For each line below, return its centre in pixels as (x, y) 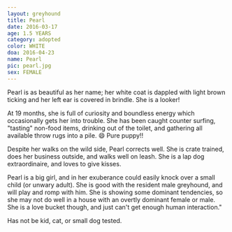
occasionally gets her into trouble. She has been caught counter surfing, (111, 120)
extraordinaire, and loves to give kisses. (64, 164)
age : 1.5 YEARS (29, 33)
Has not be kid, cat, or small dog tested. (65, 220)
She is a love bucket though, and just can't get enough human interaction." (115, 207)
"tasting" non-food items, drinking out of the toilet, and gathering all (105, 128)
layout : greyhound (34, 14)
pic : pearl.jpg (29, 66)
